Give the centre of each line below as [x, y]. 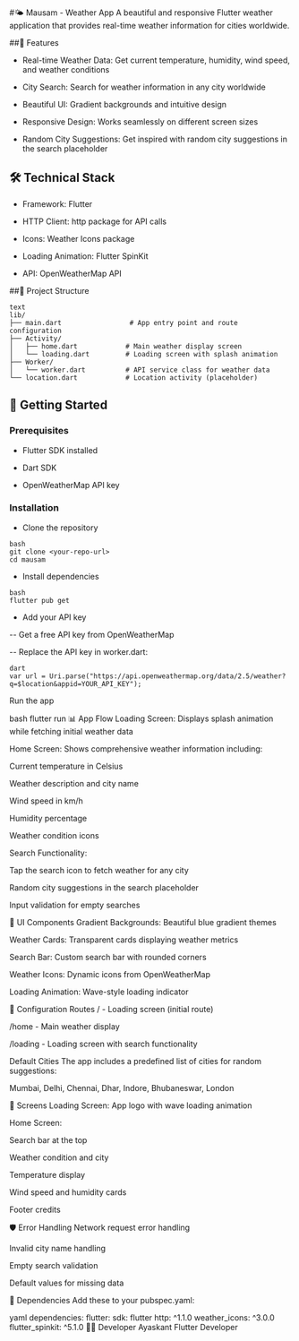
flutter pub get [39, 600]
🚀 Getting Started [59, 405]
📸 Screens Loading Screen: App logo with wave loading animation [131, 1105]
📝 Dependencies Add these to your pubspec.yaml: [102, 1300]
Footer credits [35, 1209]
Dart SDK [39, 468]
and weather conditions [66, 69]
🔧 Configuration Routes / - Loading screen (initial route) [111, 1009]
